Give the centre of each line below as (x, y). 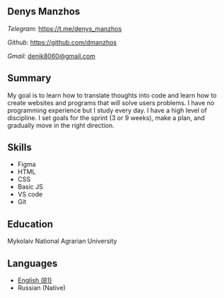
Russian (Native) (41, 288)
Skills (19, 148)
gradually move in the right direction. (61, 125)
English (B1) (35, 280)
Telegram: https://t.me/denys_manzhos (65, 28)
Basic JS (30, 187)
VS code (30, 194)
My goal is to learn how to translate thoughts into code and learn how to (112, 95)
